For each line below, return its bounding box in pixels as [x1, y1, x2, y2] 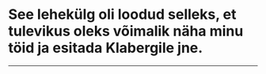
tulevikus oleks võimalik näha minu [8, 22, 244, 40]
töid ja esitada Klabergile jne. [8, 39, 203, 57]
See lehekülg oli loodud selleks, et [8, 6, 237, 24]
